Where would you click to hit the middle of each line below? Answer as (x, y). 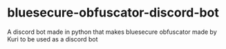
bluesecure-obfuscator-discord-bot (113, 13)
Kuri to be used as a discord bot (53, 39)
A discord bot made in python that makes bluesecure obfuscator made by (112, 32)
